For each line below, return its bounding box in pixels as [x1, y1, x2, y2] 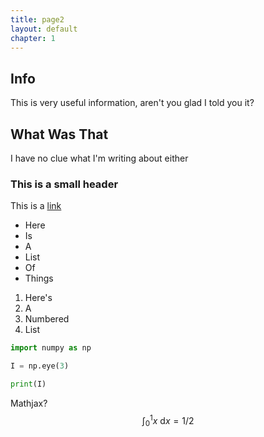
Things [24, 272, 54, 285]
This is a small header [10, 177, 119, 191]
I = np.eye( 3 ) [10, 361, 70, 371]
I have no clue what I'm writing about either [10, 152, 189, 164]
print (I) [10, 379, 47, 390]
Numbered [24, 313, 70, 325]
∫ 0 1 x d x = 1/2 [141, 412, 195, 429]
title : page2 [10, 14, 65, 25]
